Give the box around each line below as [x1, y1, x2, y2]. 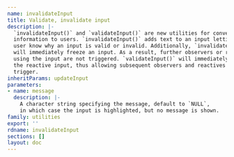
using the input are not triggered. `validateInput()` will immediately [13, 56, 229, 63]
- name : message [7, 88, 54, 94]
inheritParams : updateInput [7, 74, 89, 82]
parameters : [7, 81, 42, 88]
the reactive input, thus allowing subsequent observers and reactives [13, 62, 226, 69]
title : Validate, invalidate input [7, 17, 111, 24]
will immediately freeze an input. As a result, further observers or [13, 49, 223, 56]
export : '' [7, 119, 39, 127]
